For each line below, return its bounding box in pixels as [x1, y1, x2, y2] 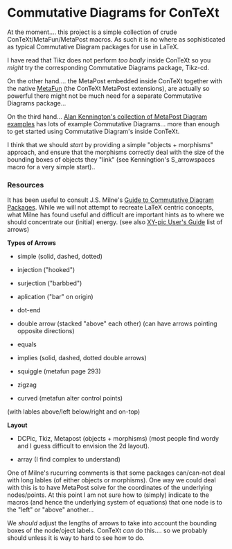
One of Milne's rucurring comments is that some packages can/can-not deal [7, 468, 226, 477]
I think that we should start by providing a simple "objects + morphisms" [7, 140, 213, 149]
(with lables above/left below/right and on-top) [7, 407, 141, 416]
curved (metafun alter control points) [17, 394, 123, 403]
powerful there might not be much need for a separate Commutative [7, 92, 202, 100]
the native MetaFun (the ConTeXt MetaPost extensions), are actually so [7, 84, 210, 92]
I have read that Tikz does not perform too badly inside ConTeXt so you [7, 56, 211, 64]
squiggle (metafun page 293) [17, 367, 102, 375]
